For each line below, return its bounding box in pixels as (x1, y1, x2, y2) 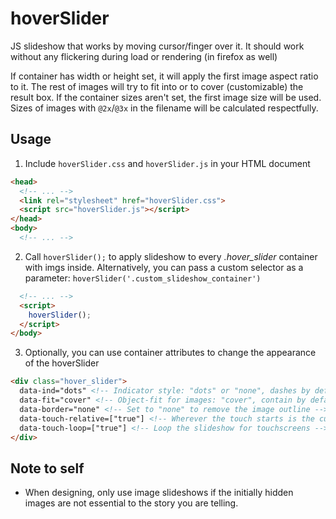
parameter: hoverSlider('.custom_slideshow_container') (24, 272, 262, 284)
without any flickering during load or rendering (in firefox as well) (10, 50, 278, 62)
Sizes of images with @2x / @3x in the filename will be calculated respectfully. (10, 102, 319, 114)
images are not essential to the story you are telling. (24, 497, 239, 509)
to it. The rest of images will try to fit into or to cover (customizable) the (10, 80, 304, 92)
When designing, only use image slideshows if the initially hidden (24, 487, 294, 499)
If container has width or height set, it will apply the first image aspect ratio (10, 70, 319, 82)
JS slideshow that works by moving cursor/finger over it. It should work (10, 40, 305, 52)
